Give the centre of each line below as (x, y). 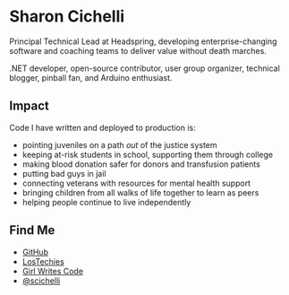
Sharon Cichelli (67, 17)
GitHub (35, 252)
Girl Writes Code (52, 271)
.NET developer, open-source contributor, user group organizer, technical (144, 68)
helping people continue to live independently (106, 202)
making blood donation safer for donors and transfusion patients (141, 164)
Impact (29, 106)
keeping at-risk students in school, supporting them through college (148, 154)
